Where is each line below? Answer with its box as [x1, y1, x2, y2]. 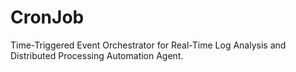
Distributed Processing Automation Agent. [10, 49, 184, 61]
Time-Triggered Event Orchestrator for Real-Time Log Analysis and [10, 39, 287, 51]
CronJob [10, 6, 85, 29]
